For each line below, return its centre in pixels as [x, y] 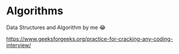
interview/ [19, 45]
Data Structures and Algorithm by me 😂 [56, 27]
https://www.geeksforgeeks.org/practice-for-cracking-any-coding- [89, 39]
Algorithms [35, 11]
